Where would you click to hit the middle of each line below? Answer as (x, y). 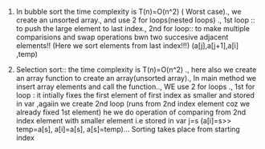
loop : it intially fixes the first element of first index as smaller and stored (135, 95)
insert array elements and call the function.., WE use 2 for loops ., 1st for (135, 87)
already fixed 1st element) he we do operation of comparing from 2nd (131, 112)
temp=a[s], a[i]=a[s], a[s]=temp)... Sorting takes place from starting (128, 129)
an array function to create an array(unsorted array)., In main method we (136, 78)
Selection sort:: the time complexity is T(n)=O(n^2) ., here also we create (136, 70)
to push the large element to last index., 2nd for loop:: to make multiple (133, 28)
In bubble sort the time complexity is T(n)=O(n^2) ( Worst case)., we (128, 12)
